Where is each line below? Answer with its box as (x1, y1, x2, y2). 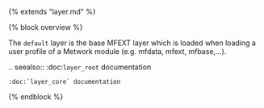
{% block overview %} (8, 23, 83, 31)
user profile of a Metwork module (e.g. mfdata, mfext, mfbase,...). (8, 47, 227, 56)
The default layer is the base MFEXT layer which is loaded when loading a (8, 38, 257, 48)
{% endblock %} (8, 92, 64, 102)
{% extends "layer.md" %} (8, 7, 96, 16)
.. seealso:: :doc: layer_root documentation (8, 62, 152, 72)
